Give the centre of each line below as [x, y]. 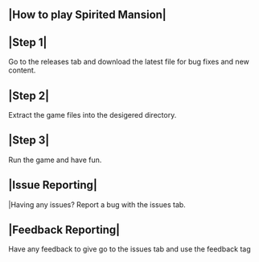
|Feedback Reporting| [64, 230]
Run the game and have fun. [55, 160]
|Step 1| [28, 42]
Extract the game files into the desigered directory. [92, 115]
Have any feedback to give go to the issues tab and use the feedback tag [129, 249]
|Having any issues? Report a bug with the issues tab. [97, 204]
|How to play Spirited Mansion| [87, 15]
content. [22, 70]
